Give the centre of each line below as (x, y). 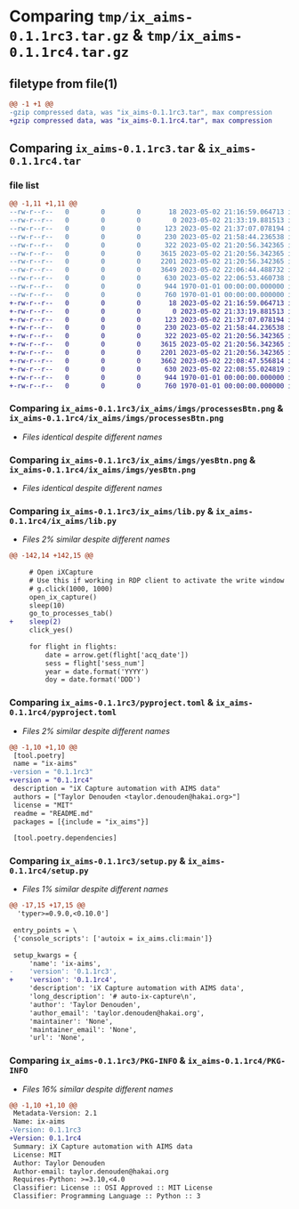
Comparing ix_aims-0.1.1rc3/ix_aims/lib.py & (112, 511)
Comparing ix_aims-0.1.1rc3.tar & (108, 149)
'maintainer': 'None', (71, 1021)
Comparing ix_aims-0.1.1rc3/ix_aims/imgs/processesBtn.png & (146, 408)
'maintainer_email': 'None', (83, 1029)
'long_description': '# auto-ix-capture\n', (113, 997)
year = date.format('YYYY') (97, 672)
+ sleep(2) (36, 622)
